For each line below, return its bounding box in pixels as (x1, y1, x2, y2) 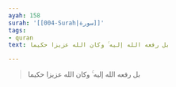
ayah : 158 (8, 11, 41, 20)
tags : (8, 26, 26, 34)
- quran (8, 33, 34, 42)
